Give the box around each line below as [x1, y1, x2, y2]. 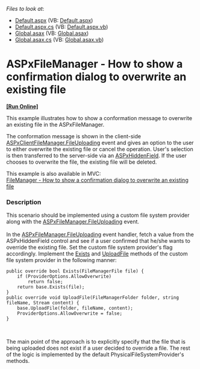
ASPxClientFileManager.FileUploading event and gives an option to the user [6, 139, 194, 146]
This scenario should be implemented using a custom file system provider [6, 211, 190, 219]
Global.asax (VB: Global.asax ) [14, 30, 89, 37]
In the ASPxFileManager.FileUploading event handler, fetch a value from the [6, 231, 194, 238]
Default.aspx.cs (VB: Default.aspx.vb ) [14, 24, 108, 30]
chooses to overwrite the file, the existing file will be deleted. [6, 158, 157, 165]
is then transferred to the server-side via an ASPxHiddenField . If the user [6, 152, 187, 159]
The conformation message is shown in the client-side [6, 132, 142, 140]
